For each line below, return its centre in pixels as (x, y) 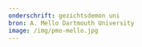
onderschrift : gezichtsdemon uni (64, 16)
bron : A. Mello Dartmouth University (71, 23)
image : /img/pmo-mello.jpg (53, 30)
